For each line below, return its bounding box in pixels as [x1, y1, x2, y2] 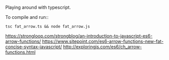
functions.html [5, 49, 36, 55]
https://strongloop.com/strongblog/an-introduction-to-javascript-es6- [5, 33, 153, 39]
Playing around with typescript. [5, 5, 71, 10]
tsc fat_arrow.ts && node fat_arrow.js [5, 24, 90, 29]
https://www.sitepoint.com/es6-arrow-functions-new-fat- [42, 38, 164, 44]
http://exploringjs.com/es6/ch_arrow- [63, 44, 142, 50]
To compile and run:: [5, 14, 49, 20]
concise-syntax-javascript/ [5, 44, 62, 50]
